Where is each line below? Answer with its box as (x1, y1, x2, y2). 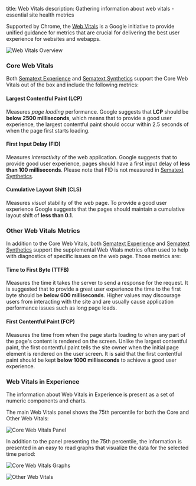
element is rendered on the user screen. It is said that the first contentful (6, 350, 182, 357)
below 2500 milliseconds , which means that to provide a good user (6, 114, 172, 121)
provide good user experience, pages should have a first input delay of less (6, 160, 191, 167)
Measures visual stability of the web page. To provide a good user (6, 199, 167, 206)
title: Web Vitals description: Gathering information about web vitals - (6, 5, 174, 12)
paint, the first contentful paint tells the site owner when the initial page (6, 343, 179, 351)
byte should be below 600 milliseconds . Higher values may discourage (6, 292, 181, 299)
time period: (6, 450, 35, 458)
